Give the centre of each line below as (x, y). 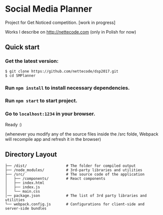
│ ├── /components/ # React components (55, 178)
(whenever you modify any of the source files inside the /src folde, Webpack (82, 134)
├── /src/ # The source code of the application (75, 174)
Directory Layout (31, 155)
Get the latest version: (32, 61)
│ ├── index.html (25, 183)
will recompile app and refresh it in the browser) (53, 139)
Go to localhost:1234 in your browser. (50, 114)
